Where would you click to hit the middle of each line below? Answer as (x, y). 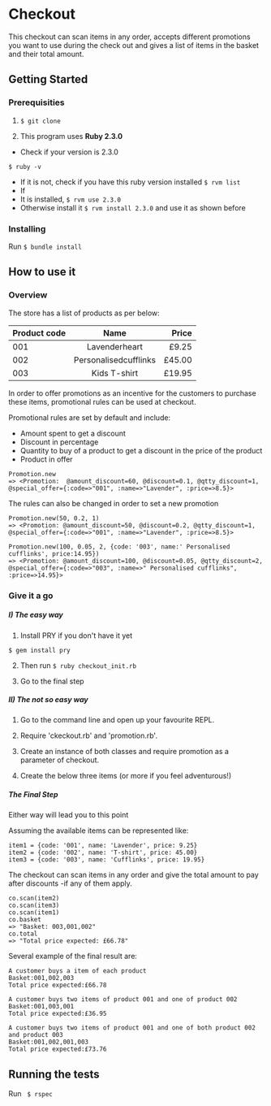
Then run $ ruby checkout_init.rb (78, 665)
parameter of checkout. (60, 760)
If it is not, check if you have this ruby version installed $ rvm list (130, 182)
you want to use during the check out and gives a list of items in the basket (134, 45)
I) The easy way (36, 615)
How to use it (42, 272)
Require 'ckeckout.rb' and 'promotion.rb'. (89, 735)
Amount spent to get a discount (73, 433)
